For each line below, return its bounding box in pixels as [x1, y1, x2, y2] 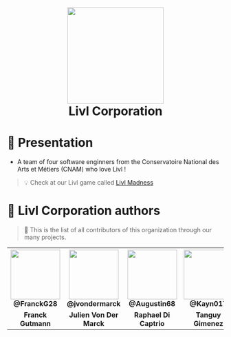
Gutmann [19, 319, 52, 329]
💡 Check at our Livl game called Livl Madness [23, 178, 153, 187]
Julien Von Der [69, 310, 119, 320]
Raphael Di [133, 310, 170, 320]
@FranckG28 [13, 299, 58, 309]
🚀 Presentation [7, 135, 93, 151]
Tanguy [195, 310, 221, 320]
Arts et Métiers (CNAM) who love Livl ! [16, 165, 126, 174]
